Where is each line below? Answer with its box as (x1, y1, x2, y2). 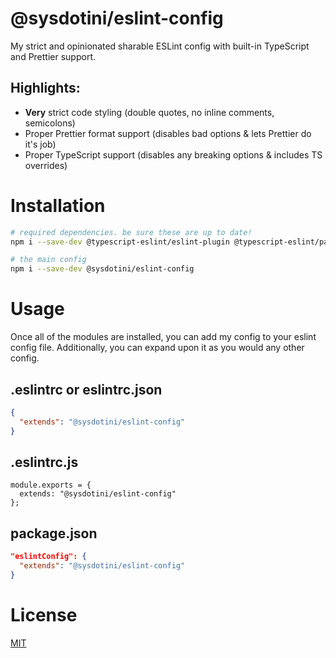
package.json (10, 525, 98, 542)
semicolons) (24, 117, 76, 129)
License (10, 604, 78, 626)
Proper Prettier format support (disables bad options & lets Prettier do (24, 127, 312, 139)
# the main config (10, 255, 87, 265)
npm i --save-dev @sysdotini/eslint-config (10, 264, 195, 274)
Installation (10, 194, 106, 217)
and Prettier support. (10, 50, 97, 62)
